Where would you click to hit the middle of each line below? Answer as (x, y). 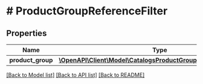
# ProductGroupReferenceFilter (87, 11)
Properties (27, 33)
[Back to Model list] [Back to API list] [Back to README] (76, 75)
